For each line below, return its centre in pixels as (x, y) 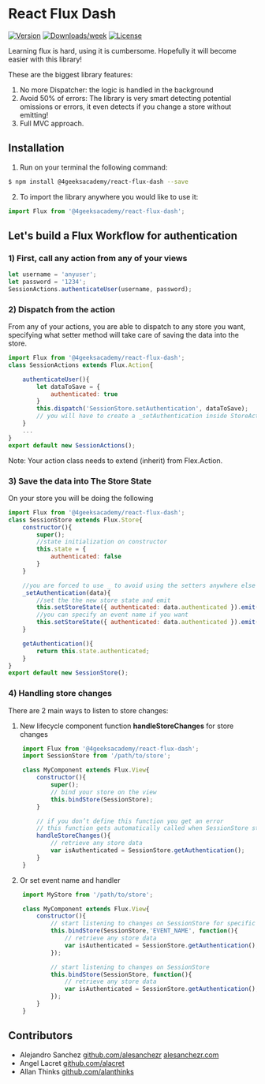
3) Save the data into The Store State (80, 480)
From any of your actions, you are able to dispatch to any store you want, (127, 327)
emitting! (34, 114)
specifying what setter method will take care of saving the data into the (123, 335)
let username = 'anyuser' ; (52, 275)
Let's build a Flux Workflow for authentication (123, 235)
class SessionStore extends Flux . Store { (76, 520)
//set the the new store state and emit (104, 600)
